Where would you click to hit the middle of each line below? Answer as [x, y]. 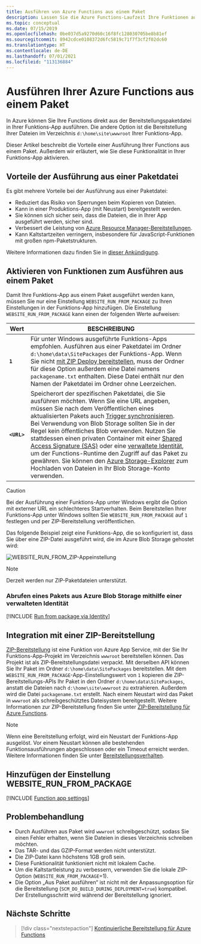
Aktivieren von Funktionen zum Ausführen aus [95, 271]
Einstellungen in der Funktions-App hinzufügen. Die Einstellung [84, 308]
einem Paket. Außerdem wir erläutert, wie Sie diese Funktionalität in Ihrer [96, 151]
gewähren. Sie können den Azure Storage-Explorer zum [109, 461]
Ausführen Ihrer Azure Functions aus [100, 91]
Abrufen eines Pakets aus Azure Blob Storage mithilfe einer [94, 596]
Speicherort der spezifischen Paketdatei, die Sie [98, 394]
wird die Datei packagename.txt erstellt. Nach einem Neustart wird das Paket [100, 694]
